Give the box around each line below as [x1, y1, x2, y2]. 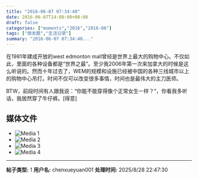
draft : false [6, 19, 38, 25]
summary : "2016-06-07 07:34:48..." [6, 36, 94, 42]
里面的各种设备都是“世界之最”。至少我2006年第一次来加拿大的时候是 [16, 60, 184, 67]
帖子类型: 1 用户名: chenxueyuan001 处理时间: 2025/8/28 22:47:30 [6, 166, 168, 173]
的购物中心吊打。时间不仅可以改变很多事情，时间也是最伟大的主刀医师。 [6, 75, 181, 82]
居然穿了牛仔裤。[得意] [21, 95, 78, 102]
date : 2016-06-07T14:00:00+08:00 [6, 14, 88, 20]
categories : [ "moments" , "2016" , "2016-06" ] [6, 25, 112, 31]
